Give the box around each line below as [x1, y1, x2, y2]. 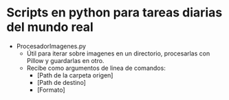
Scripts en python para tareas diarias [6, 5, 223, 21]
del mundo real [6, 19, 94, 35]
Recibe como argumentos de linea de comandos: [26, 64, 166, 72]
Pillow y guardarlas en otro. [26, 56, 105, 64]
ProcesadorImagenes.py [16, 42, 87, 50]
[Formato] [36, 86, 66, 94]
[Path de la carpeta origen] [36, 71, 113, 79]
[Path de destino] [36, 78, 87, 86]
